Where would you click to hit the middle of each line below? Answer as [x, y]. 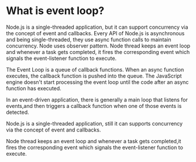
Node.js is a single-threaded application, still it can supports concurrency [94, 123]
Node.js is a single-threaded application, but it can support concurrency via [97, 27]
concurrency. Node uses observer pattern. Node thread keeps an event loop [98, 46]
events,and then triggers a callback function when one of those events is [94, 106]
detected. [18, 112]
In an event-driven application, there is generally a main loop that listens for [97, 99]
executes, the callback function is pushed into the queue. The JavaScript [94, 76]
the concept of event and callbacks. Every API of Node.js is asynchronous [95, 33]
